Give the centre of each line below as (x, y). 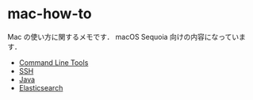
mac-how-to (50, 14)
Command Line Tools (54, 62)
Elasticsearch (41, 87)
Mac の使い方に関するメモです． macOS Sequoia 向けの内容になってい (123, 37)
